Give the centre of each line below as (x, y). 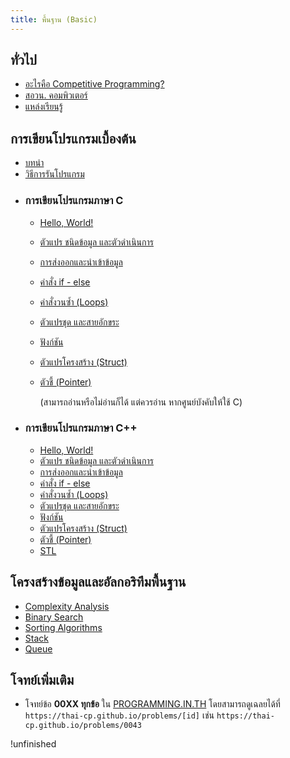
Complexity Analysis (67, 606)
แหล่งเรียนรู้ (43, 107)
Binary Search (54, 617)
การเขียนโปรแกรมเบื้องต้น (73, 138)
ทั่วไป (23, 60)
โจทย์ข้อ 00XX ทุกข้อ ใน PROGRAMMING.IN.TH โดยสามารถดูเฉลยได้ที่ (152, 704)
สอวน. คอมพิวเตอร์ (56, 95)
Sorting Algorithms (63, 627)
